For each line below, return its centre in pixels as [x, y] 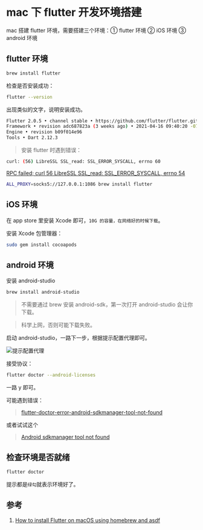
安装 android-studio [31, 281]
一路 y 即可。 [23, 387]
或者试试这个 [22, 425]
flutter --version [29, 97]
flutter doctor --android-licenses [51, 375]
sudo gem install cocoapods [42, 245]
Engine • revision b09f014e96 [44, 132]
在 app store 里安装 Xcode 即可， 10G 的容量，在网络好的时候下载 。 [85, 220]
